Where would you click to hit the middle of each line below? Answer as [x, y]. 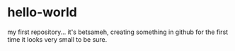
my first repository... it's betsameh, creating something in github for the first [118, 32]
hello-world [42, 12]
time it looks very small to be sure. [57, 39]
